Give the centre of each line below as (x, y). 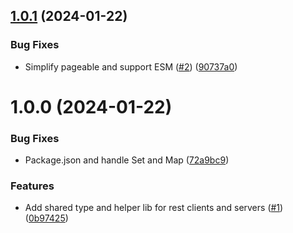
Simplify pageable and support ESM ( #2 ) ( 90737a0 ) (131, 66)
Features (32, 186)
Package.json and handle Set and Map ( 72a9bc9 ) (127, 160)
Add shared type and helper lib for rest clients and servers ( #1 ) (154, 208)
